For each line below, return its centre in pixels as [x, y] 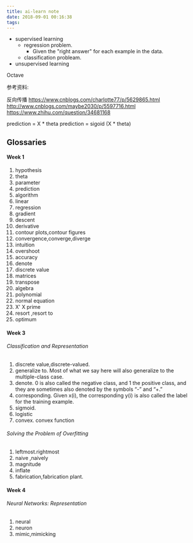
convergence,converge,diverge [53, 238]
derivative [27, 226]
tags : [13, 22]
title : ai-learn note [33, 11]
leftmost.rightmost [37, 452]
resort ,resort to [34, 313]
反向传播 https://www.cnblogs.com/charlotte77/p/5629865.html [83, 99]
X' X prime [28, 307]
